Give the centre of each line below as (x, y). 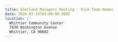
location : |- (18, 18)
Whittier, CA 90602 (29, 32)
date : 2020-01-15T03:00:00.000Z (37, 14)
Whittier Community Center (37, 23)
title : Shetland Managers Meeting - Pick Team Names (59, 9)
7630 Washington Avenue (33, 28)
